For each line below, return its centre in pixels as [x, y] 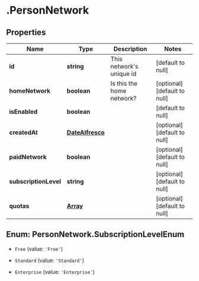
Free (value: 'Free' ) [39, 249]
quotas [19, 206]
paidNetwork [28, 157]
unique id [123, 74]
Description [130, 49]
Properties [26, 32]
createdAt [24, 132]
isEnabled [23, 112]
